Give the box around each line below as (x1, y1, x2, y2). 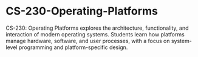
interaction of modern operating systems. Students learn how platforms (5, 30, 185, 38)
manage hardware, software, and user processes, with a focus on (5, 37, 170, 44)
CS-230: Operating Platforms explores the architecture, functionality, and (5, 24, 189, 32)
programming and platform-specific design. (18, 44, 128, 51)
